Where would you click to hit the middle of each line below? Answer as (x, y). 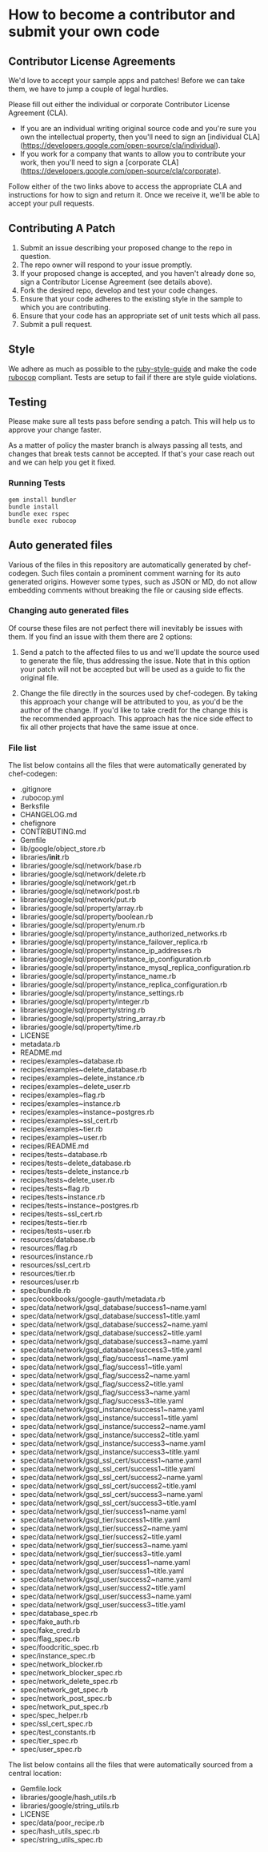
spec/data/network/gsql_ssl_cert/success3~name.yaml (111, 1495)
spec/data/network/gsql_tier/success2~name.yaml (104, 1528)
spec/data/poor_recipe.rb (62, 1823)
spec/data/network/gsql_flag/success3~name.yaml (105, 1392)
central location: (35, 1774)
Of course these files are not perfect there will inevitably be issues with (126, 628)
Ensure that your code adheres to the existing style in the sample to (131, 298)
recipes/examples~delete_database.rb (83, 1070)
